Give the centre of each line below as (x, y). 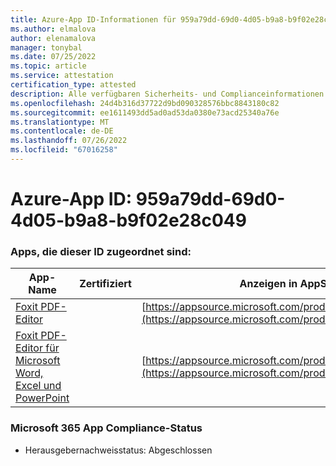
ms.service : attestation (62, 76)
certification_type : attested (73, 85)
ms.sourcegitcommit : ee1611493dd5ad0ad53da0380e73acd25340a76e (145, 112)
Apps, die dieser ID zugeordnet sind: (101, 251)
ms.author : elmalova (53, 29)
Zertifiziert (105, 284)
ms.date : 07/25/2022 (53, 57)
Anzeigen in (268, 284)
